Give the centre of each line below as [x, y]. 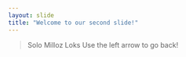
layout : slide [31, 15]
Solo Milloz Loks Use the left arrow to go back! [103, 45]
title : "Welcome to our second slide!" [73, 23]
